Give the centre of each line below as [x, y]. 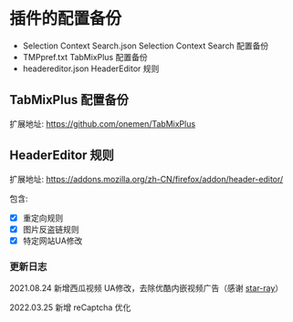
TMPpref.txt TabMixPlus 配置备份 [85, 57]
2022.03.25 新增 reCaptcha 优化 [70, 307]
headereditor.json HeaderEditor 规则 [91, 68]
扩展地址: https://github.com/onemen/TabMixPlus [103, 123]
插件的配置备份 [66, 19]
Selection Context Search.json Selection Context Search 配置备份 [146, 46]
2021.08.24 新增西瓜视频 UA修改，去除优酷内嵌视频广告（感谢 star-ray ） [146, 288]
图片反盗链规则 [51, 229]
